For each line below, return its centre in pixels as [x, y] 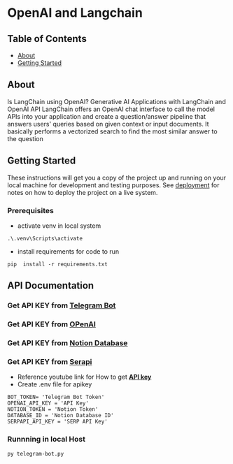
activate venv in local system [59, 226]
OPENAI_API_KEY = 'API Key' [48, 403]
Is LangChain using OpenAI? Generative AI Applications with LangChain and [116, 101]
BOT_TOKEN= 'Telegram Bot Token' [56, 397]
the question [25, 138]
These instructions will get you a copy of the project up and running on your [116, 177]
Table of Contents [47, 39]
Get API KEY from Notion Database [68, 343]
